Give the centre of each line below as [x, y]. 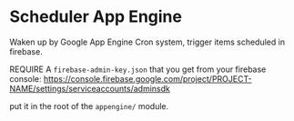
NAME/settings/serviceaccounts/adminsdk [90, 88]
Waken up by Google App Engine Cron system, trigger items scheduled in [147, 42]
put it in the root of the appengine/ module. [89, 106]
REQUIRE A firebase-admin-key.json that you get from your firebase [138, 69]
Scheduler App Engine [96, 17]
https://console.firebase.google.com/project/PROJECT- [147, 78]
